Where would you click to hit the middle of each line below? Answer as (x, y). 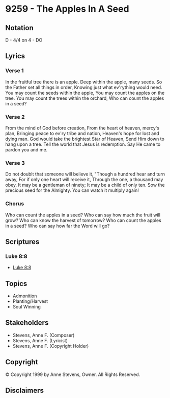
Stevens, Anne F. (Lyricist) (40, 340)
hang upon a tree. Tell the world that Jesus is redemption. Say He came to (83, 144)
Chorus (15, 204)
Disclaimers (25, 391)
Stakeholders (27, 323)
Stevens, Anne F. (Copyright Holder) (51, 346)
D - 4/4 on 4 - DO (24, 40)
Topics (16, 284)
